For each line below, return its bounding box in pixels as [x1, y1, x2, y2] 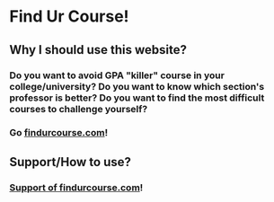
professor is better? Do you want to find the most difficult [9, 92, 265, 104]
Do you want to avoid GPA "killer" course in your [9, 69, 225, 82]
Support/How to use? [9, 154, 132, 170]
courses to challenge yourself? [9, 102, 148, 115]
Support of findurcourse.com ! [9, 181, 144, 194]
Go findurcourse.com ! [9, 127, 109, 139]
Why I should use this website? [9, 42, 187, 57]
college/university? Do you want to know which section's [9, 80, 265, 92]
